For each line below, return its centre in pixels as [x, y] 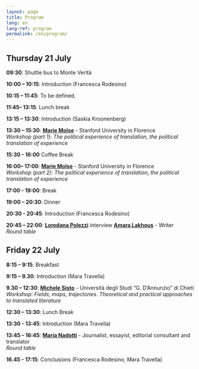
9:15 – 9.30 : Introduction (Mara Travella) [56, 276]
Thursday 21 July [39, 58]
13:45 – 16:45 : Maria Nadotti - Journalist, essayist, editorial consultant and [98, 335]
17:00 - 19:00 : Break [32, 190]
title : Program [25, 17]
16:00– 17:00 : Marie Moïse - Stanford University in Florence [80, 166]
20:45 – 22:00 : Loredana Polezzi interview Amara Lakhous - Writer [90, 225]
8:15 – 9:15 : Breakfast [33, 265]
